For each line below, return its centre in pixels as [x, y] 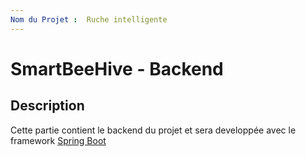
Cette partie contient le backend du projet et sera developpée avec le [153, 130]
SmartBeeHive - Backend [117, 68]
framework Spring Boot [58, 140]
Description [47, 106]
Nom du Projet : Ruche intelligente [89, 19]
